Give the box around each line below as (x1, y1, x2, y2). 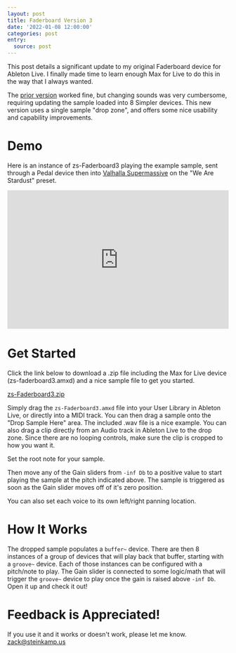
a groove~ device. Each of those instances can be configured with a (7, 559, 202, 568)
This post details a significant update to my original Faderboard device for (7, 63, 221, 70)
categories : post (7, 30, 58, 37)
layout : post (7, 10, 46, 18)
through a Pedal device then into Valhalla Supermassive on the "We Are (7, 168, 214, 177)
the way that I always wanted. (7, 77, 93, 85)
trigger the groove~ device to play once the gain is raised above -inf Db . (7, 574, 216, 583)
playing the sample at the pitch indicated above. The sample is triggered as (7, 476, 225, 484)
